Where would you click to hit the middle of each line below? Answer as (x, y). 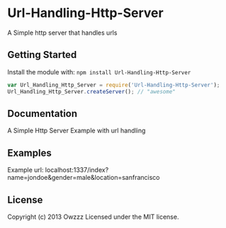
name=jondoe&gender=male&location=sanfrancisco (84, 178)
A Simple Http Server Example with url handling (77, 131)
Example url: (26, 170)
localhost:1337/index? (77, 170)
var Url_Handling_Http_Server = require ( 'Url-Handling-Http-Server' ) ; (114, 85)
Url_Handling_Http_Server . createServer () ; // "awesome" (91, 91)
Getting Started (42, 55)
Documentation (43, 114)
